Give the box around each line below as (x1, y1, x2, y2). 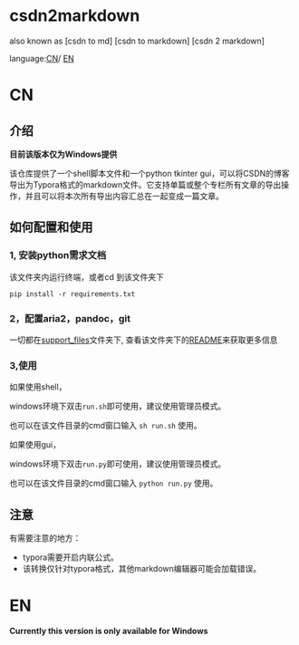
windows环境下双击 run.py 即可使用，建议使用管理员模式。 (9, 458, 227, 469)
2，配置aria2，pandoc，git (9, 312, 131, 324)
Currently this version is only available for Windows (9, 625, 208, 636)
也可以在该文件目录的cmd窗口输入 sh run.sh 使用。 (9, 420, 202, 431)
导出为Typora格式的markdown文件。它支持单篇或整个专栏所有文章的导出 (9, 178, 282, 190)
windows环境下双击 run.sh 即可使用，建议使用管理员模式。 (9, 400, 227, 412)
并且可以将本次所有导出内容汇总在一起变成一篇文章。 (24, 190, 224, 201)
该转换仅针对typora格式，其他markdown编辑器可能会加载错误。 (22, 563, 262, 574)
